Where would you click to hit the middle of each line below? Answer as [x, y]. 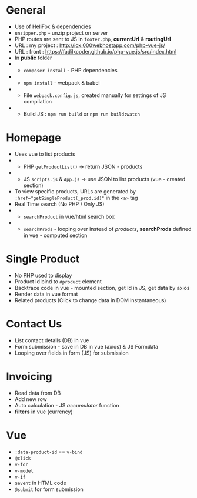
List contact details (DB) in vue [52, 340]
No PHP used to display [43, 275]
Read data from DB [38, 393]
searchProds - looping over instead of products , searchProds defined [107, 229]
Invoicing [29, 376]
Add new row [31, 399]
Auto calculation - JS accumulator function [67, 405]
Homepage [34, 138]
